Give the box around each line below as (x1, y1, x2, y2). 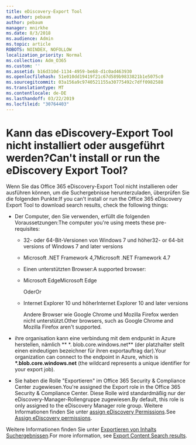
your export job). (14, 366, 56, 373)
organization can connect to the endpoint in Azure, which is (14, 354, 159, 361)
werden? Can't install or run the (6, 151, 160, 165)
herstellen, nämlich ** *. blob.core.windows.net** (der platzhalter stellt (14, 341, 185, 348)
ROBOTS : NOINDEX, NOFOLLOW (6, 47, 72, 53)
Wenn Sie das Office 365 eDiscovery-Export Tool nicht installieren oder (6, 183, 178, 190)
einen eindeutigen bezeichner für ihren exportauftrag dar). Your (14, 347, 167, 354)
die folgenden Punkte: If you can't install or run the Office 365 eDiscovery (6, 196, 183, 203)
